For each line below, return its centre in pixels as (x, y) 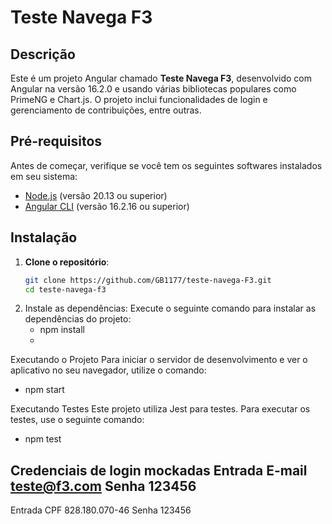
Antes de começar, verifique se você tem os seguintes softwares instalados (166, 165)
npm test (43, 439)
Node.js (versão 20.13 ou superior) (96, 195)
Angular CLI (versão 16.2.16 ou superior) (107, 206)
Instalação (44, 237)
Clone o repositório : (67, 262)
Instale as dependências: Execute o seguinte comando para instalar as (170, 308)
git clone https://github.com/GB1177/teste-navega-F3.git (148, 280)
